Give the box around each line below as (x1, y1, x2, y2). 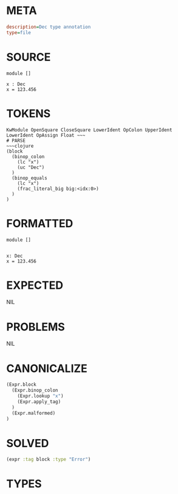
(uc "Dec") (17, 164, 45, 170)
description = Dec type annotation (6, 24, 91, 30)
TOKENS (6, 106, 51, 120)
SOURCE (6, 50, 51, 64)
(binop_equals (12, 175, 47, 181)
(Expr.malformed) (12, 410, 56, 416)
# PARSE (6, 137, 26, 143)
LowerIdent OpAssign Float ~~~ (6, 132, 86, 138)
